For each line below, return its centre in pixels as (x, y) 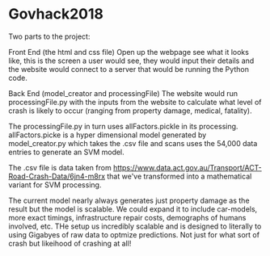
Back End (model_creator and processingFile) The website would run (123, 93)
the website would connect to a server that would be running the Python (129, 69)
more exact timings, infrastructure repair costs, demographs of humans (127, 217)
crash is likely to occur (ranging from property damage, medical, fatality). (130, 111)
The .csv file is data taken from (60, 167)
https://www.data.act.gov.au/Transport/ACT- (188, 167)
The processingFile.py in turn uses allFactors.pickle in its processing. (123, 126)
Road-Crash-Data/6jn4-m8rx (57, 176)
